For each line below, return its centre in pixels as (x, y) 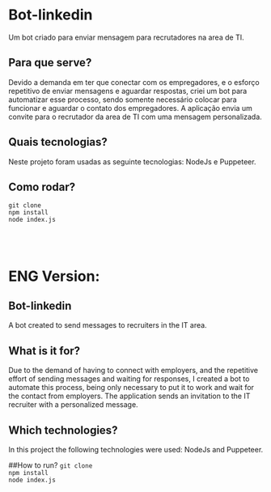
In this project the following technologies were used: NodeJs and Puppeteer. (136, 450)
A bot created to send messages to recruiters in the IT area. (108, 325)
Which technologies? (63, 430)
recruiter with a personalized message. (74, 405)
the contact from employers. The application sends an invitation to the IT (129, 396)
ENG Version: (54, 276)
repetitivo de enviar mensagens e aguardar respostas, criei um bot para (128, 91)
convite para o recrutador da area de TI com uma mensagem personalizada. (135, 117)
